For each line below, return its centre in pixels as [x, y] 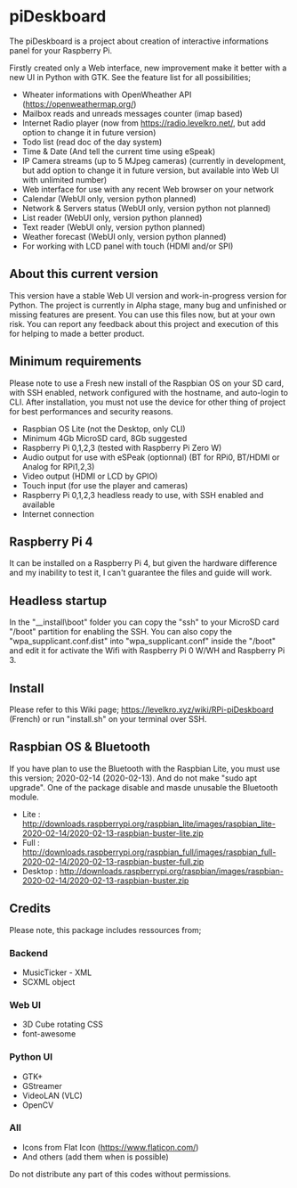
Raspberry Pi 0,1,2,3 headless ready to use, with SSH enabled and [143, 495]
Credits [30, 909]
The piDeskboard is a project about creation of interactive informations [139, 41]
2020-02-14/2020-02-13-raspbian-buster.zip [105, 881]
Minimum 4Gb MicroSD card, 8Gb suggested [104, 438]
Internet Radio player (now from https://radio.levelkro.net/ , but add [144, 123]
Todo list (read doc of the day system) [92, 142]
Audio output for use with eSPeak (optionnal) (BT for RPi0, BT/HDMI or [151, 457]
